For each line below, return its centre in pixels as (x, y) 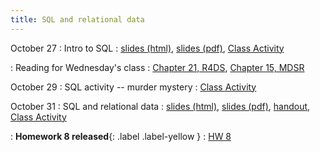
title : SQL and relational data (77, 19)
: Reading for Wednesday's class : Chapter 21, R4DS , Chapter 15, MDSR (157, 67)
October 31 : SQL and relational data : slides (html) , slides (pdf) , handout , (160, 106)
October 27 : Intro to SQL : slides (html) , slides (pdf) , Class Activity (147, 48)
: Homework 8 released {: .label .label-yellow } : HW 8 (121, 136)
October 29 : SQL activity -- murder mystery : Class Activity (133, 87)
